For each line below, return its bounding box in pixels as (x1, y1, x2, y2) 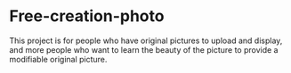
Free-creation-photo (9, 6, 165, 26)
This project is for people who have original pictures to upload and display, (9, 35, 283, 46)
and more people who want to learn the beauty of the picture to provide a (9, 44, 279, 55)
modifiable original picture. (9, 54, 108, 64)
